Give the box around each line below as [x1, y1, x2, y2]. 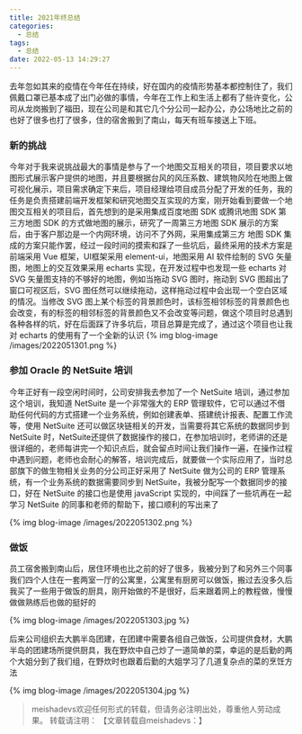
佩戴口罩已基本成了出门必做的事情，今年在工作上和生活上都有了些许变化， [9, 92, 285, 103]
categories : [9, 22, 54, 31]
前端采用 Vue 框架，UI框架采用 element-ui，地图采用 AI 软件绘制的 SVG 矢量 [9, 251, 292, 262]
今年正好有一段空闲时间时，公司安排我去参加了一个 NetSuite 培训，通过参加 [9, 386, 290, 397]
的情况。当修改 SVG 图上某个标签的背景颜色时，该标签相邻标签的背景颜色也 [9, 296, 290, 307]
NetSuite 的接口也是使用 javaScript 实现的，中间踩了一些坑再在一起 [42, 488, 292, 498]
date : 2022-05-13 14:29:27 [9, 55, 111, 64]
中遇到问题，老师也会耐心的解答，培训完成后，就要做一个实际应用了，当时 [9, 453, 285, 464]
